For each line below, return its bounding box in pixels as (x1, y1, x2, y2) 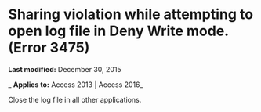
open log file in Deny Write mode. (8, 22, 229, 40)
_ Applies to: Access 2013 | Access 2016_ (8, 80, 143, 89)
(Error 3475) (8, 39, 90, 56)
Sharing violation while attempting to (8, 5, 253, 23)
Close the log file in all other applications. (8, 95, 142, 104)
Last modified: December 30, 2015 (8, 64, 121, 74)
